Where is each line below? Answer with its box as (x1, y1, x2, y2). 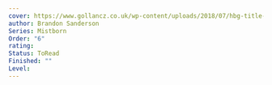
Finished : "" (8, 57, 53, 66)
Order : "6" (8, 34, 45, 43)
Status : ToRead (8, 49, 60, 57)
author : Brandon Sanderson (8, 19, 100, 28)
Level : (8, 65, 31, 73)
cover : (8, 11, 31, 20)
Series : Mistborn (8, 27, 67, 35)
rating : (8, 42, 35, 50)
